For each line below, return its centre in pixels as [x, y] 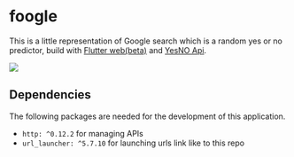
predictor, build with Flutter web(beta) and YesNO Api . [108, 50]
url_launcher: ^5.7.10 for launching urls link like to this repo [133, 143]
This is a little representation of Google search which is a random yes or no [146, 41]
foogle [33, 16]
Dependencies [50, 95]
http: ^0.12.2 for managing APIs [82, 133]
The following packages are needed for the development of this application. [147, 116]
